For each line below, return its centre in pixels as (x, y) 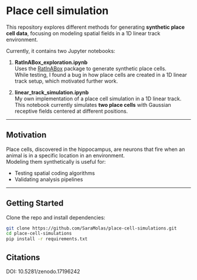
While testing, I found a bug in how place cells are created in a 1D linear (101, 75)
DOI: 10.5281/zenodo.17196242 (43, 271)
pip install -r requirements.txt (47, 239)
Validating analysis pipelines (49, 179)
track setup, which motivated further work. (66, 81)
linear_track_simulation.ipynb (52, 92)
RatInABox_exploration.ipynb (51, 62)
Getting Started (35, 203)
